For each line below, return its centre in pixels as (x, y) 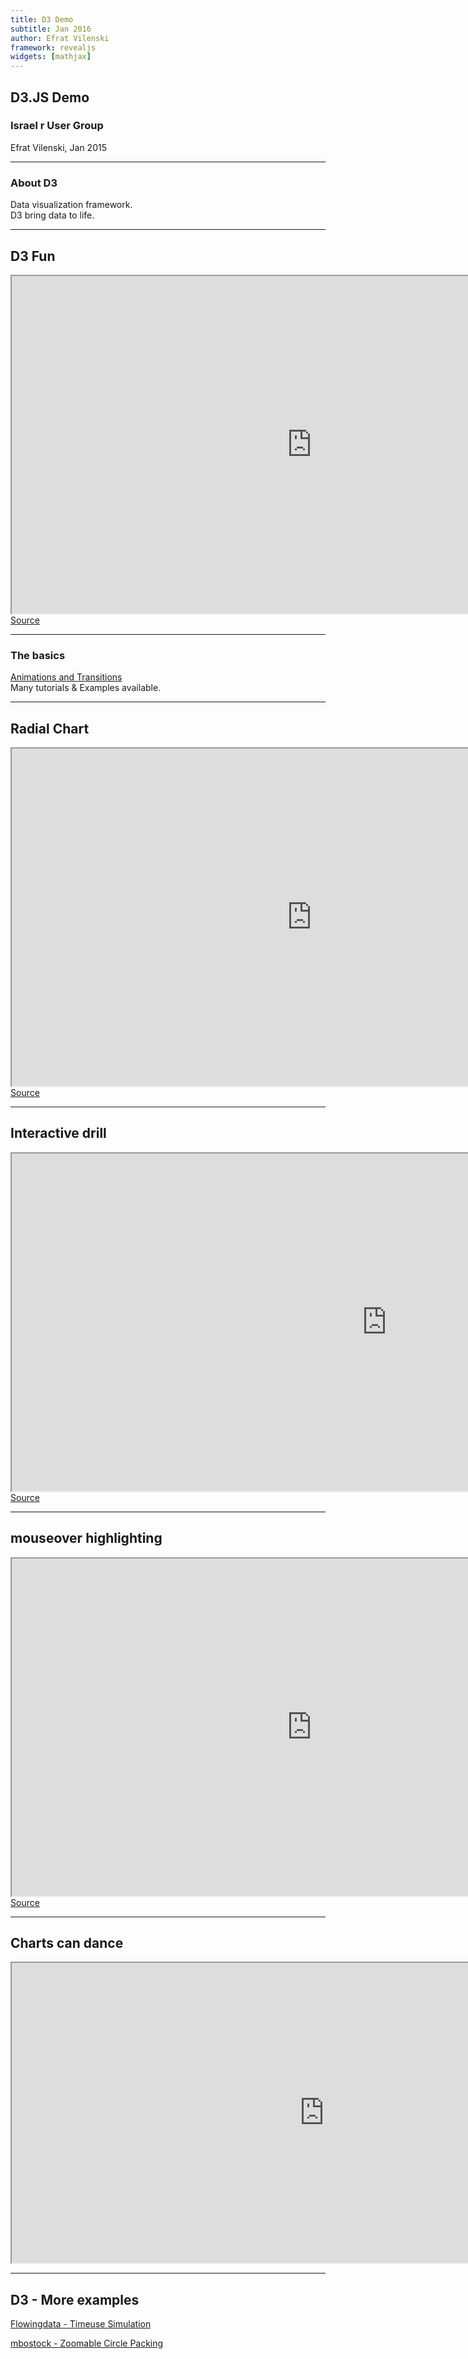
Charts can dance (67, 1943)
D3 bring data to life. (52, 215)
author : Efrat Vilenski (60, 38)
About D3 (34, 183)
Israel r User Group (57, 126)
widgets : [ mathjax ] (51, 57)
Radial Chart (50, 728)
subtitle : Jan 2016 (51, 29)
